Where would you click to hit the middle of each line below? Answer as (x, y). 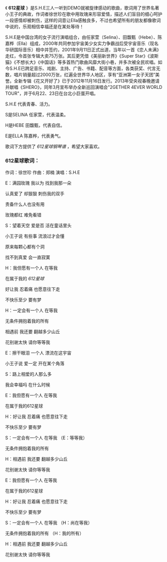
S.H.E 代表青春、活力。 (29, 104)
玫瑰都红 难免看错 (23, 215)
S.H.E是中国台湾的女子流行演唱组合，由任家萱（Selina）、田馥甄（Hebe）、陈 (84, 37)
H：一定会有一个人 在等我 (32, 310)
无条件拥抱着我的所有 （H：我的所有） (45, 534)
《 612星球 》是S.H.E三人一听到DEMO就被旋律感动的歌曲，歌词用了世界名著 (82, 8)
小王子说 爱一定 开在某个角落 (35, 364)
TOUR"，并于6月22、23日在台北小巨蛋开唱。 (52, 93)
